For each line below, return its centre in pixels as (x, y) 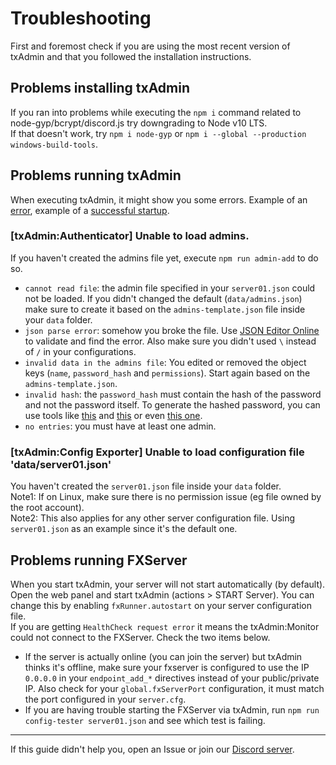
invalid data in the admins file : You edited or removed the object (165, 362)
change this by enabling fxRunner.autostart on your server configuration (161, 605)
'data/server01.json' (61, 464)
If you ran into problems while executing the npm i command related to (156, 112)
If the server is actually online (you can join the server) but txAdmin (163, 656)
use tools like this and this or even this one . (113, 415)
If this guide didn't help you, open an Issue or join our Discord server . (152, 749)
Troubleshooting (81, 18)
